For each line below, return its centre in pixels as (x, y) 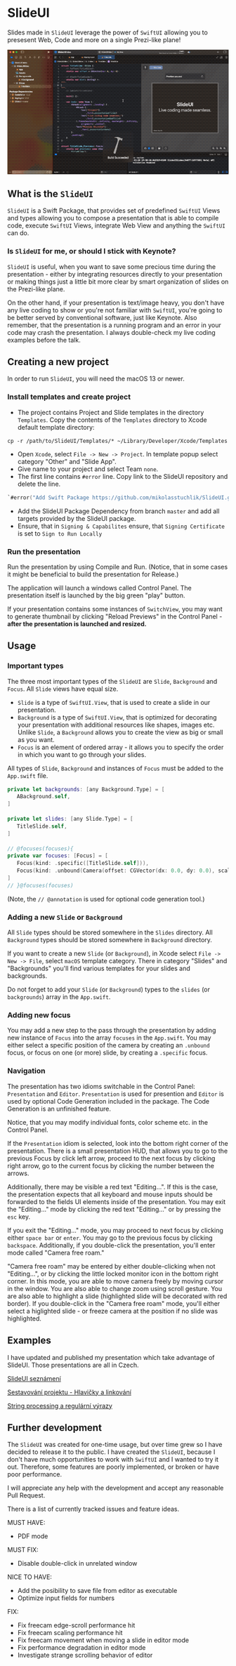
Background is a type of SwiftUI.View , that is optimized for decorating (117, 717)
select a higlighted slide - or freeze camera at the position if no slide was (113, 1311)
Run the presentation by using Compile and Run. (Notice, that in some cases (118, 567)
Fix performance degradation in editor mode (81, 1648)
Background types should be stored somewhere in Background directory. (110, 940)
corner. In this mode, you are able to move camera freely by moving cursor (116, 1281)
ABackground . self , (44, 797)
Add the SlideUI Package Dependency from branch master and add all (118, 511)
